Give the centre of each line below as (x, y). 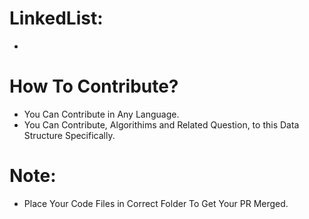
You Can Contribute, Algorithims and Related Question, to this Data (161, 124)
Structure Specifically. (69, 135)
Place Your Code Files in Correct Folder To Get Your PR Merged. (156, 203)
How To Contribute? (94, 86)
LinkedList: (56, 18)
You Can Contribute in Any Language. (101, 114)
